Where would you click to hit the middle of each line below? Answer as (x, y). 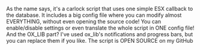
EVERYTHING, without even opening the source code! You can (83, 21)
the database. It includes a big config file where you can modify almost (94, 15)
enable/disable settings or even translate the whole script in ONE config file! (100, 28)
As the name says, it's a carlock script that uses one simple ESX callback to (100, 9)
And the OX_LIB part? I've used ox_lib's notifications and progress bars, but (100, 34)
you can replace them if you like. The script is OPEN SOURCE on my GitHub (100, 41)
